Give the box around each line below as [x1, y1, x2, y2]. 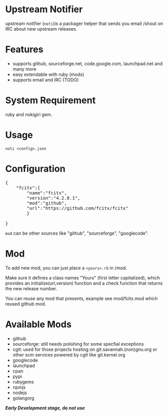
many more [12, 66, 37, 72]
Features [5, 44, 44, 56]
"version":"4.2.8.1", [26, 195, 81, 201]
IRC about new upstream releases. [5, 25, 78, 32]
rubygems [12, 378, 34, 385]
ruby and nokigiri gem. [5, 111, 52, 118]
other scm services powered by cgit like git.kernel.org [12, 351, 125, 357]
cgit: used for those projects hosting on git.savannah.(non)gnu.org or [12, 346, 157, 352]
